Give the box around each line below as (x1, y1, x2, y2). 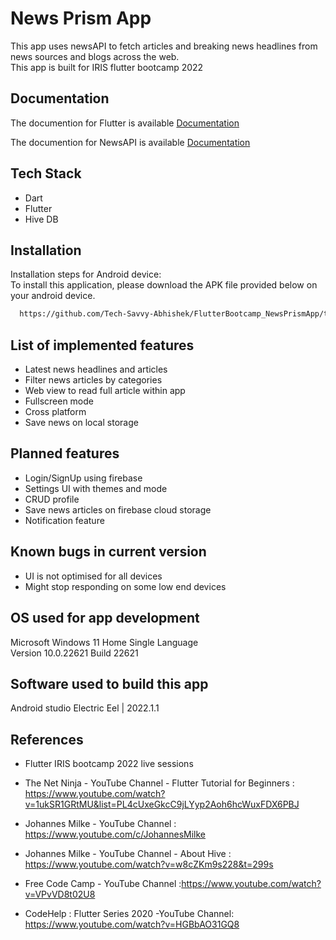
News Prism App (10, 7, 152, 30)
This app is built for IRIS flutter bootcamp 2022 (10, 61, 204, 73)
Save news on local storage (24, 417, 139, 429)
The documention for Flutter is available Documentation (10, 117, 240, 129)
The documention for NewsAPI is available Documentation (10, 136, 251, 148)
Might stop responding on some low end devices (24, 580, 227, 592)
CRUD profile (24, 493, 80, 505)
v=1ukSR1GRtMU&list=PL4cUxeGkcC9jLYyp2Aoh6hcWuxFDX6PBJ (24, 798, 300, 811)
